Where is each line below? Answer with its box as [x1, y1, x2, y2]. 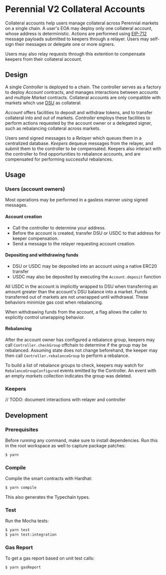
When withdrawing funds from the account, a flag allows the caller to [5, 309, 147, 315]
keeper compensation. [12, 235, 59, 241]
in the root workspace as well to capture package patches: [5, 443, 126, 449]
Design [5, 71, 28, 79]
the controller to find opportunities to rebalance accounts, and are [5, 151, 141, 157]
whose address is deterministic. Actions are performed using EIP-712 [5, 30, 147, 36]
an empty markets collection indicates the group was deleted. [5, 373, 132, 379]
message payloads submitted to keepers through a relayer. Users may [5, 36, 150, 42]
